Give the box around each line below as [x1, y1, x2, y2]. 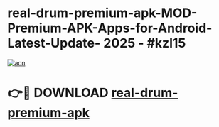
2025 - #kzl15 [102, 35, 186, 51]
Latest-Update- [7, 35, 101, 51]
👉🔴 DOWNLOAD [7, 85, 109, 101]
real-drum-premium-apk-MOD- [7, 5, 198, 21]
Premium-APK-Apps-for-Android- [7, 20, 213, 36]
